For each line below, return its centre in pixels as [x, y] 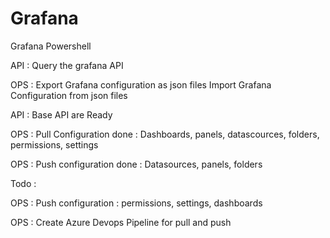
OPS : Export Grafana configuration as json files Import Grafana [141, 84]
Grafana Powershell [51, 46]
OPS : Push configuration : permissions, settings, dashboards [136, 203]
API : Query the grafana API [67, 65]
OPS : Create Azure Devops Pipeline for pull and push [121, 222]
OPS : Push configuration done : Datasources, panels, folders [136, 164]
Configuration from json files [69, 95]
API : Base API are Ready [61, 114]
